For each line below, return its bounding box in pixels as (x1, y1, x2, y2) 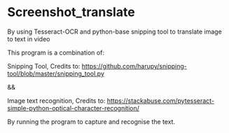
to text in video (7, 34, 50, 43)
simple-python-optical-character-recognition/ (7, 104, 140, 112)
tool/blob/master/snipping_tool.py (7, 69, 105, 78)
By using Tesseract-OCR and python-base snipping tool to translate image (7, 27, 222, 36)
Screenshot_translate (7, 4, 135, 20)
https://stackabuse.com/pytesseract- (106, 96, 215, 105)
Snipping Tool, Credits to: (7, 62, 81, 70)
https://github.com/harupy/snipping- (81, 62, 187, 70)
